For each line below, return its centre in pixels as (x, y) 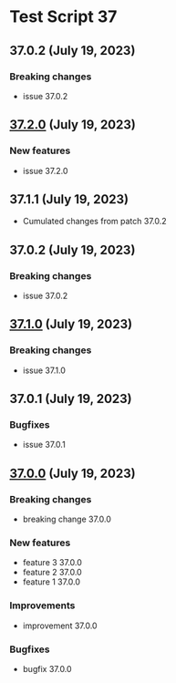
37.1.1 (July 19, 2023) (69, 199)
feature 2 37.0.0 (52, 573)
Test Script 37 (63, 17)
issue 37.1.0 (44, 370)
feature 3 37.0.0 (52, 563)
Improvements (42, 605)
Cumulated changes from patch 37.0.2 (94, 222)
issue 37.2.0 (45, 171)
